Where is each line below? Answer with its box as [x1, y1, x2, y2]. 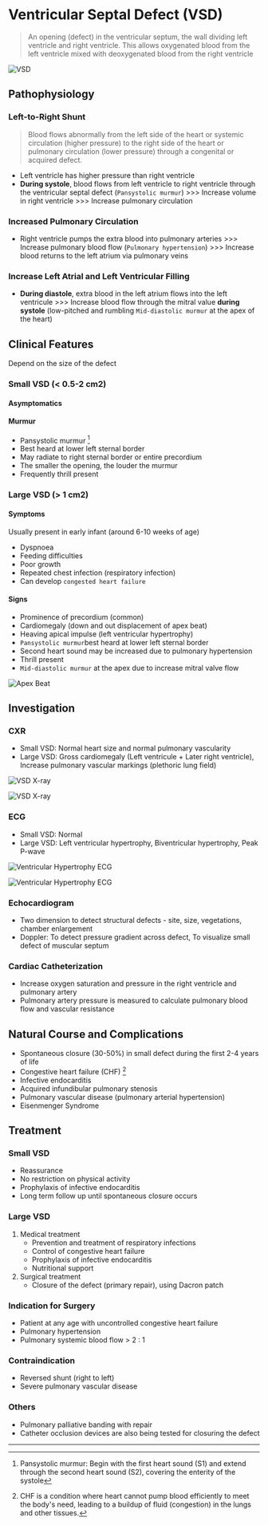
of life [19, 1057, 40, 1066]
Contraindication [8, 1354, 76, 1365]
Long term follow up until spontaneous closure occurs [19, 1191, 198, 1201]
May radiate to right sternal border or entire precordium [19, 452, 203, 462]
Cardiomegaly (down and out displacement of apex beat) [19, 621, 207, 630]
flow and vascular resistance [19, 1004, 115, 1014]
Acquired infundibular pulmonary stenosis [19, 1083, 158, 1094]
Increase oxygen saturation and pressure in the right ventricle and [19, 979, 237, 988]
